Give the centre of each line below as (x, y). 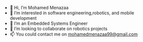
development (23, 18)
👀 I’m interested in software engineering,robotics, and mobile (72, 13)
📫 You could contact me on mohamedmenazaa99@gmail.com (73, 34)
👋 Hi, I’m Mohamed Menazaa (39, 8)
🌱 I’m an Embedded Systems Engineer (49, 23)
